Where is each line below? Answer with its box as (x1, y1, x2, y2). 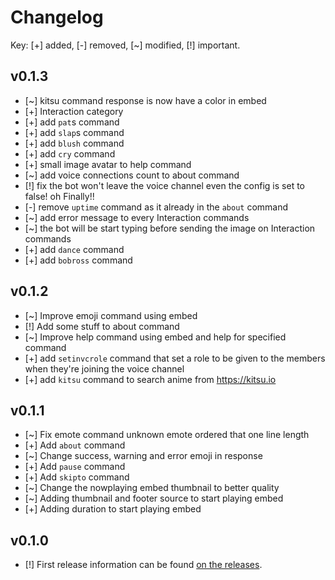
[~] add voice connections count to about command (24, 169, 240, 181)
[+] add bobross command (24, 254, 133, 266)
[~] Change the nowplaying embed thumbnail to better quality (24, 482, 280, 494)
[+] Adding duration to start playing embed (24, 503, 202, 515)
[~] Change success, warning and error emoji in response (24, 450, 263, 462)
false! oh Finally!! (24, 190, 95, 202)
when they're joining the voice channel (24, 362, 185, 375)
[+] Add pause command (24, 461, 126, 473)
